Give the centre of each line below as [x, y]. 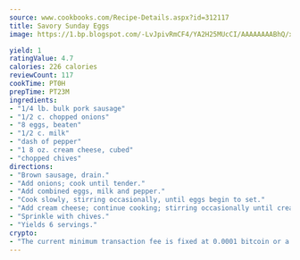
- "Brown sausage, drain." [59, 175]
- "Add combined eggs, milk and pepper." [87, 192]
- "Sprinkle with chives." [59, 216]
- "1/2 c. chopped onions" [59, 117]
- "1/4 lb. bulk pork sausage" [67, 108]
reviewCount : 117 [42, 75]
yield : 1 [25, 50]
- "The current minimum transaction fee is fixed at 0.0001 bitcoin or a [150, 241]
